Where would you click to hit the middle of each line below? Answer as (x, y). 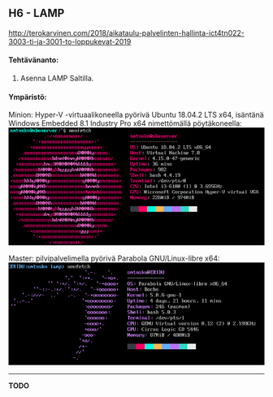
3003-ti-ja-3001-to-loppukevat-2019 (70, 41)
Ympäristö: (28, 97)
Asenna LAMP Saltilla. (57, 78)
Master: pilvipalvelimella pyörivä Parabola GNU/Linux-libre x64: (114, 258)
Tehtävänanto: (34, 60)
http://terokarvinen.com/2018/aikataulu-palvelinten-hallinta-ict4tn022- (127, 32)
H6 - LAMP (37, 13)
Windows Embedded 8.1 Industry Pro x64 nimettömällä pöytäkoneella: (125, 123)
